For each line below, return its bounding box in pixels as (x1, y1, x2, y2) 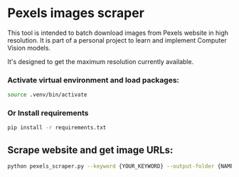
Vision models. (7, 43, 51, 52)
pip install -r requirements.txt (7, 124, 107, 132)
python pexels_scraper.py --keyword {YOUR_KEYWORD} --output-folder (7, 163, 215, 170)
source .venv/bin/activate (7, 91, 87, 99)
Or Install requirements (7, 108, 89, 118)
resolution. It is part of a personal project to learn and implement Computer (7, 36, 227, 44)
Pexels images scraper (7, 5, 144, 21)
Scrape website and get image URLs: (7, 144, 174, 156)
